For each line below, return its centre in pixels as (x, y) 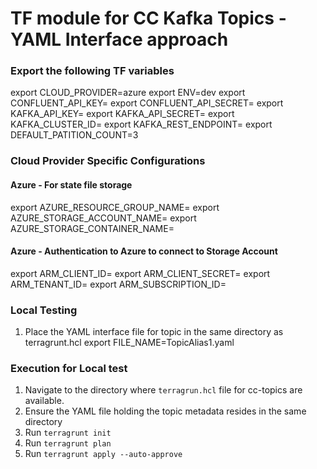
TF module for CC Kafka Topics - (148, 18)
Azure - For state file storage (71, 185)
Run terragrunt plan (68, 443)
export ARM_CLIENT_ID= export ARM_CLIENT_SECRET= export (140, 273)
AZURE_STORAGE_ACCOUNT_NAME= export (103, 218)
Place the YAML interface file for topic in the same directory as (154, 332)
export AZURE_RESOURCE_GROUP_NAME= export (115, 207)
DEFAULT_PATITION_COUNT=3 (74, 135)
